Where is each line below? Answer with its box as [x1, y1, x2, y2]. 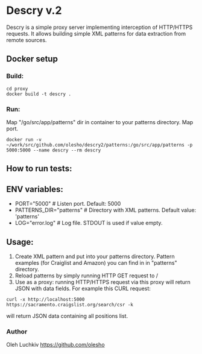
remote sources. [6, 36, 47, 43]
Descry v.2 [6, 4, 62, 17]
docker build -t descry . [6, 91, 71, 97]
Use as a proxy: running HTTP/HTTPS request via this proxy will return [14, 278, 191, 285]
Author [6, 327, 28, 335]
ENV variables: [6, 184, 63, 194]
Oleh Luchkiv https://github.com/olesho [6, 341, 105, 349]
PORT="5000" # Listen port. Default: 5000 [14, 200, 121, 207]
